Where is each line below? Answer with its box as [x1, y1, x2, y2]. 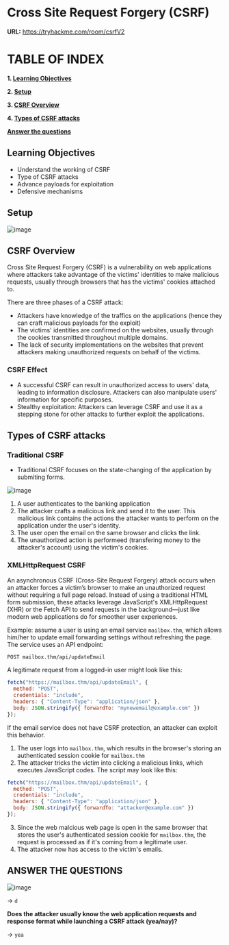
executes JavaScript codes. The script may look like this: [16, 765, 178, 774]
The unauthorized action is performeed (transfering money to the [16, 536, 201, 544]
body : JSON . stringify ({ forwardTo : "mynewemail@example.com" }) [13, 704, 200, 711]
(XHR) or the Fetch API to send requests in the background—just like [7, 605, 200, 613]
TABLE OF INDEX [7, 51, 105, 67]
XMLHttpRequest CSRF [7, 561, 86, 570]
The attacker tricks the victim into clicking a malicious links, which [16, 759, 204, 767]
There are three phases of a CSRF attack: [7, 298, 124, 306]
